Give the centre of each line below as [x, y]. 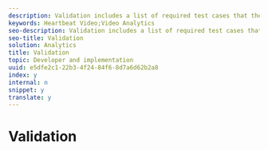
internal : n [28, 82]
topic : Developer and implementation [71, 61]
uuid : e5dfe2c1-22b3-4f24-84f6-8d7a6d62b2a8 [83, 68]
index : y [23, 75]
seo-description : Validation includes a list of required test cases [126, 30]
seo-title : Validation [46, 38]
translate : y [30, 97]
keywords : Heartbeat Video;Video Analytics [82, 23]
